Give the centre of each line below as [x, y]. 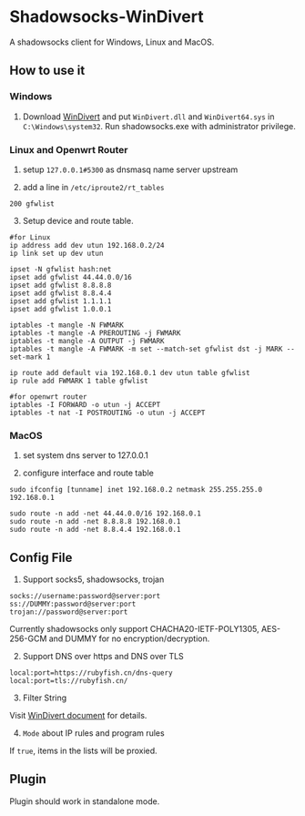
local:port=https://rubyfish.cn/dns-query [91, 673]
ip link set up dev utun [56, 253]
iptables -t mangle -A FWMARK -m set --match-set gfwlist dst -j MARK [146, 349]
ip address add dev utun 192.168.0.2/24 [87, 245]
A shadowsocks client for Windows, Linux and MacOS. [112, 42]
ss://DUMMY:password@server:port [73, 604]
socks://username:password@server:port [85, 597]
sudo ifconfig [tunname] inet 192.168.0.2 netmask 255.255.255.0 [136, 490]
